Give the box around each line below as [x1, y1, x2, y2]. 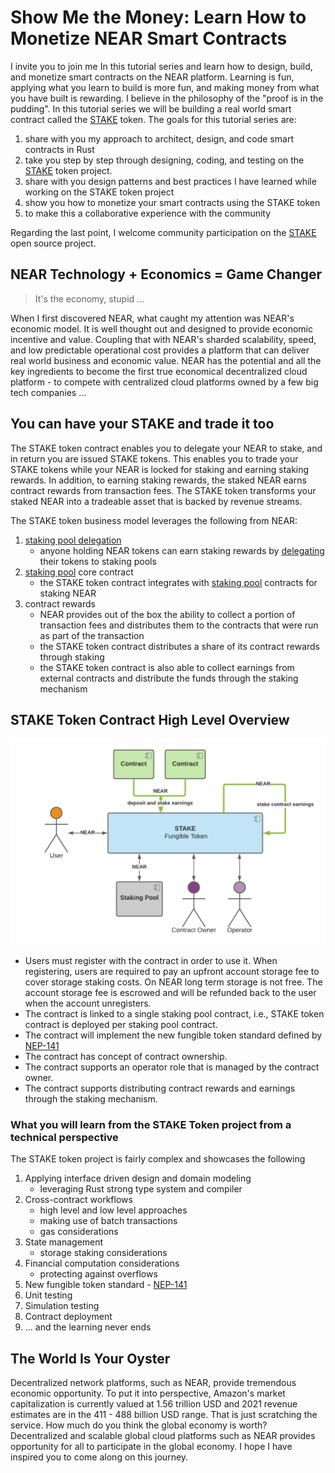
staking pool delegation [24, 534, 122, 546]
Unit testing [24, 1289, 73, 1301]
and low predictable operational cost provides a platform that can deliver [10, 344, 310, 356]
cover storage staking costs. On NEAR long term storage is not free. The [24, 976, 323, 988]
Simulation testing [24, 1300, 100, 1312]
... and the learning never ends [24, 1321, 152, 1333]
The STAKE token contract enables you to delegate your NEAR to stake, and [10, 442, 323, 454]
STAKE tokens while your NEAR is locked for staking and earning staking [10, 463, 310, 475]
